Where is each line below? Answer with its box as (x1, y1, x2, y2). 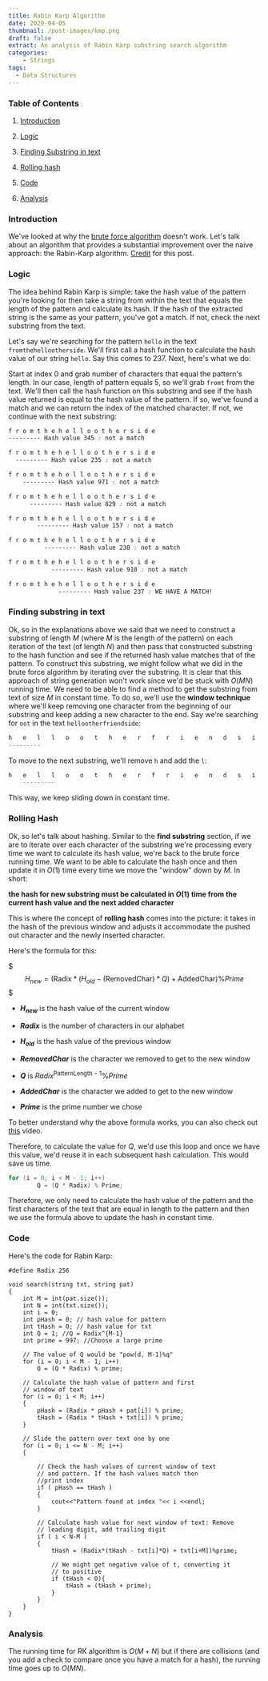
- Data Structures (15, 71, 78, 79)
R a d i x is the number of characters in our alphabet (19, 1021, 185, 1031)
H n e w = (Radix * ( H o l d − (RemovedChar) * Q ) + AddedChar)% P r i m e (24, 973, 245, 985)
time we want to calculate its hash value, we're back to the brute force (8, 848, 240, 857)
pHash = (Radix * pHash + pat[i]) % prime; (37, 1406, 184, 1414)
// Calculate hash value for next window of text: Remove (37, 1519, 234, 1527)
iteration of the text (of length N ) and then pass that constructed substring (8, 641, 253, 651)
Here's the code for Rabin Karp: (8, 1250, 113, 1261)
